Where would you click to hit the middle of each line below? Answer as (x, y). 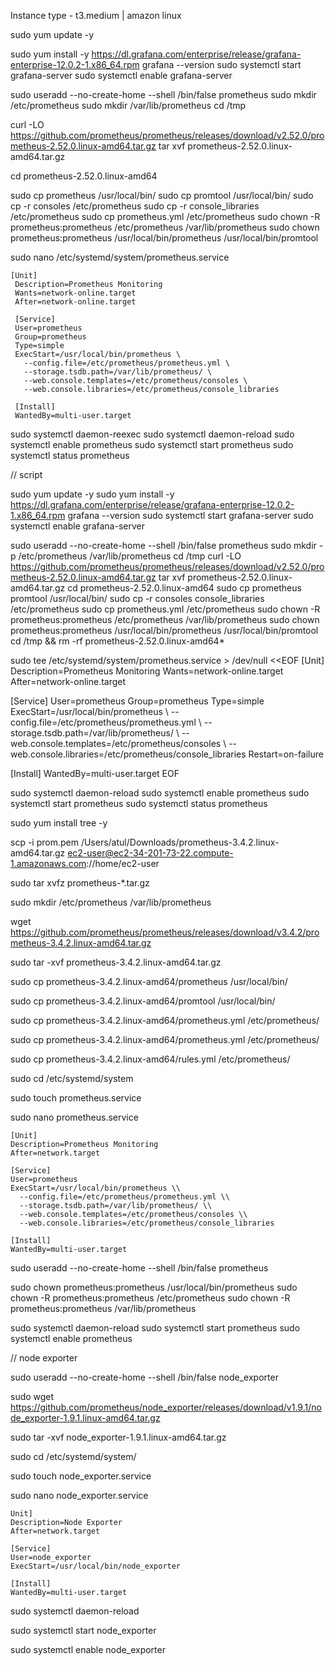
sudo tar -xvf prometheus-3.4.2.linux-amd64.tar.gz (116, 962)
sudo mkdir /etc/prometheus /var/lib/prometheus (111, 902)
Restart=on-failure (286, 754)
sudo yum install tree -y (59, 823)
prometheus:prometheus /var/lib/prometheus (103, 1308)
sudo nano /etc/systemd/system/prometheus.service (120, 257)
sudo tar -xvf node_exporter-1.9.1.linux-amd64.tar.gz (118, 1437)
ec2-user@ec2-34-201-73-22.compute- (150, 853)
